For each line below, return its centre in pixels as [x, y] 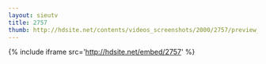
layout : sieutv [33, 15]
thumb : [19, 30]
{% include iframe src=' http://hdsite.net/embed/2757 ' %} [102, 52]
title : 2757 [28, 23]
